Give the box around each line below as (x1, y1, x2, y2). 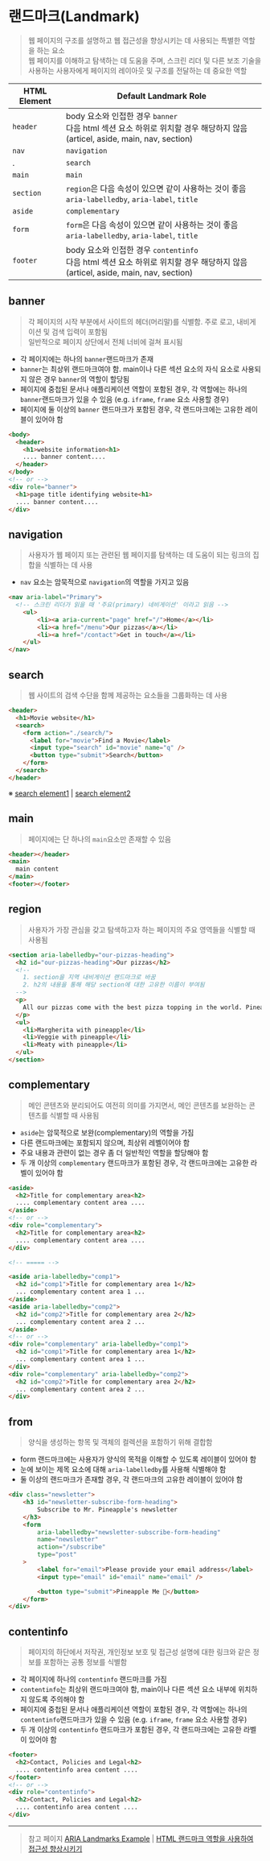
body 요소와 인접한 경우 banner (65, 110, 178, 122)
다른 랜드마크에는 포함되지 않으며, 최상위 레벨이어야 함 (19, 1137, 190, 1148)
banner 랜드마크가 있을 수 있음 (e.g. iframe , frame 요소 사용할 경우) (19, 394, 229, 403)
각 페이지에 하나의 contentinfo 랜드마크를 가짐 (19, 1674, 167, 1684)
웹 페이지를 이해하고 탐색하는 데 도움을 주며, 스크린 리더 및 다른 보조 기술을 (27, 56, 262, 65)
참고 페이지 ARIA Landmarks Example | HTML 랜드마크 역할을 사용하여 (27, 1834, 254, 1843)
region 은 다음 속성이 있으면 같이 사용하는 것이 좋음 (65, 183, 247, 194)
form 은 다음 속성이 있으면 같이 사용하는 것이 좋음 (65, 219, 239, 230)
